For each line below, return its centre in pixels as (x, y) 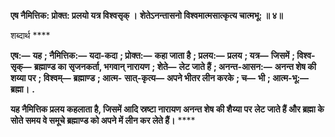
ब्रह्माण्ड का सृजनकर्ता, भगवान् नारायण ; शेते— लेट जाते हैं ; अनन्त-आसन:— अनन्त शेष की (175, 66)
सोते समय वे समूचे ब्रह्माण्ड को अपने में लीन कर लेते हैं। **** (103, 120)
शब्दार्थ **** (30, 35)
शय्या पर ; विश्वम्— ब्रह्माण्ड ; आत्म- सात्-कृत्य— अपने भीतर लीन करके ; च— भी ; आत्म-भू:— (160, 78)
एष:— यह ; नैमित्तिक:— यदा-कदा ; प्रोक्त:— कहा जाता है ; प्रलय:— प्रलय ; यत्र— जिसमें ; (152, 55)
